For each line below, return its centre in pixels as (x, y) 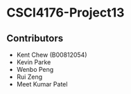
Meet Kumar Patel (42, 84)
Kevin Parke (34, 62)
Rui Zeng (29, 77)
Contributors (35, 38)
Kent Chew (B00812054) (52, 55)
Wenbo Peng (35, 69)
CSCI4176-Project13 (65, 13)
